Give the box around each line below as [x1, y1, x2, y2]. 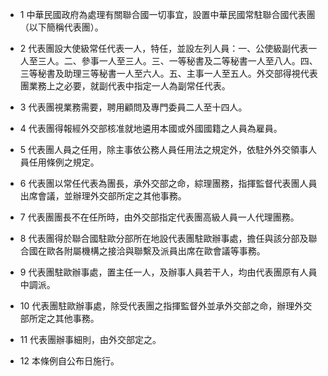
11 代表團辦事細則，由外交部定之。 [19, 334, 162, 345]
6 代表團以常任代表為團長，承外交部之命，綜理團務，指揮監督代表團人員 [19, 178, 318, 189]
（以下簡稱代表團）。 [19, 21, 104, 33]
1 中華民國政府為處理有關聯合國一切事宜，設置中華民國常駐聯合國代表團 [19, 9, 316, 20]
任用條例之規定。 [28, 156, 100, 168]
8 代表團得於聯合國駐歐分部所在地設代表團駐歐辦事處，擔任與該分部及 [19, 233, 309, 244]
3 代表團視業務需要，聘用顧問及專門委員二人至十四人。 [19, 101, 248, 113]
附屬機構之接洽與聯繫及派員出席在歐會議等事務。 [63, 245, 266, 257]
